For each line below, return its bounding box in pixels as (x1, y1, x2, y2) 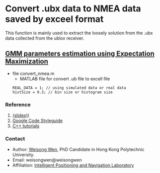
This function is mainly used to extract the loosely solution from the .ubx (5, 30, 153, 36)
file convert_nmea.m (12, 70, 55, 76)
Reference (5, 101, 31, 108)
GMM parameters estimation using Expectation (5, 50, 155, 58)
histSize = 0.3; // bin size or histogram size (12, 90, 113, 95)
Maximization (5, 58, 49, 66)
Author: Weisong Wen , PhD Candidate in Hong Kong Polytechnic (12, 147, 145, 153)
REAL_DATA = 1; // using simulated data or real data (12, 85, 126, 90)
